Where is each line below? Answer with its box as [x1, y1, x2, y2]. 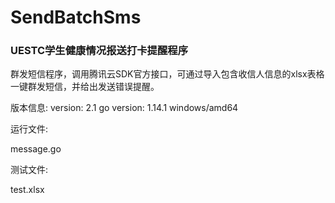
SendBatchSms [10, 6, 142, 29]
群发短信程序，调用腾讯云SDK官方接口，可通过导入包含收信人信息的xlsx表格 [10, 68, 325, 80]
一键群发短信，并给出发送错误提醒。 [10, 81, 160, 93]
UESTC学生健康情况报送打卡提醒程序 [10, 44, 189, 58]
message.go [10, 143, 62, 155]
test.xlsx [10, 184, 45, 196]
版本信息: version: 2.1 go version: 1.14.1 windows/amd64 [10, 102, 239, 114]
